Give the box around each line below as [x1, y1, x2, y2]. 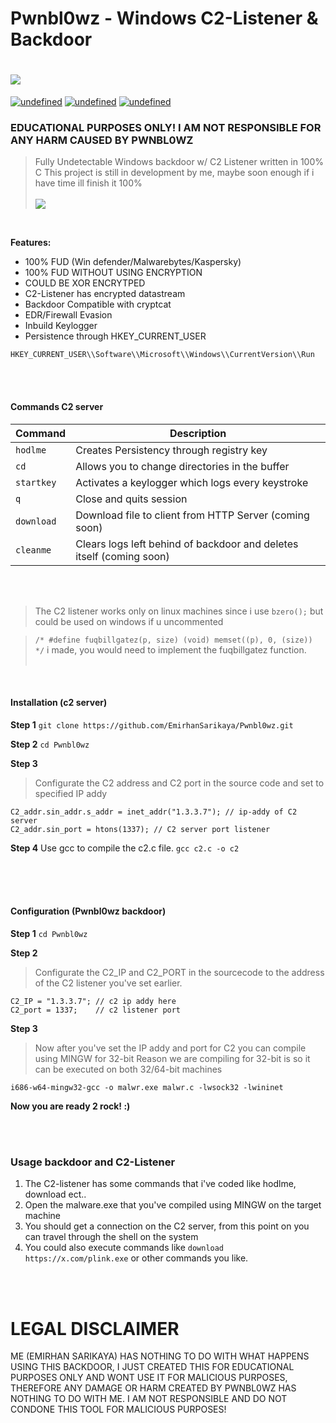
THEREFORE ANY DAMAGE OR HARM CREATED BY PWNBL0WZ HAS [10, 1382, 297, 1394]
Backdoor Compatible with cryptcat [24, 298, 172, 311]
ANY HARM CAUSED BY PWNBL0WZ [10, 133, 194, 147]
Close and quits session [75, 492, 188, 506]
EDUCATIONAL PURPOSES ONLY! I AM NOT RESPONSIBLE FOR [10, 121, 322, 135]
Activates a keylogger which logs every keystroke [75, 475, 309, 489]
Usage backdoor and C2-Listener [10, 1155, 176, 1169]
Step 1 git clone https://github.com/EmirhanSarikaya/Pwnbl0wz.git [10, 718, 294, 731]
